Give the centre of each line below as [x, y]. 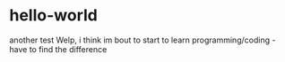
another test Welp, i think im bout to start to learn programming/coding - [142, 40]
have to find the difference [58, 49]
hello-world [54, 15]
